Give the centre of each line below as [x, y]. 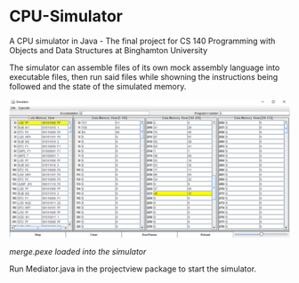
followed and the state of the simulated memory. [98, 86]
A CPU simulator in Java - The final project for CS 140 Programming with [142, 41]
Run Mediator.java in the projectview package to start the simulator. [133, 269]
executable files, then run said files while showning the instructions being [144, 76]
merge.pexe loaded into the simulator [78, 251]
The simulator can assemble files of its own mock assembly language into [145, 67]
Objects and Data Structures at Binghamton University [108, 50]
